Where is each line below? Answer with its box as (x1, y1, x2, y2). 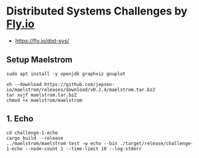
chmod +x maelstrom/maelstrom (6, 97, 83, 104)
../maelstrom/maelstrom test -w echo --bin (6, 140, 118, 146)
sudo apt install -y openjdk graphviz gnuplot (6, 71, 126, 77)
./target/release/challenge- (120, 140, 194, 146)
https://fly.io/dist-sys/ (15, 37, 70, 44)
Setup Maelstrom (6, 54, 73, 65)
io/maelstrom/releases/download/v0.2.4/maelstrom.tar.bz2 (6, 87, 155, 93)
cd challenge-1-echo (6, 130, 59, 136)
